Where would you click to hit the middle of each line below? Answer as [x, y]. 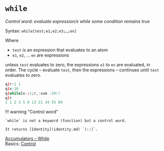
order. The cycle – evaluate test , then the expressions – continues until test [82, 70]
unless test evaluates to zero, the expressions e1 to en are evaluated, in [78, 64]
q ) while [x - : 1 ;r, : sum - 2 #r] [33, 93]
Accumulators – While [27, 139]
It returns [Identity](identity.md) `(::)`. [51, 129]
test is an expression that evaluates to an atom [60, 50]
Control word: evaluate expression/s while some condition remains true [78, 21]
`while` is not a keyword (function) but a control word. [66, 121]
